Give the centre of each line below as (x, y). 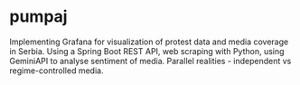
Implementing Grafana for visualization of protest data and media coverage (149, 42)
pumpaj (38, 17)
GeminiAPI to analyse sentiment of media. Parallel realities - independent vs (150, 61)
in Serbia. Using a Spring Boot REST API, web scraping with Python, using (147, 51)
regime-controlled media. (56, 71)
